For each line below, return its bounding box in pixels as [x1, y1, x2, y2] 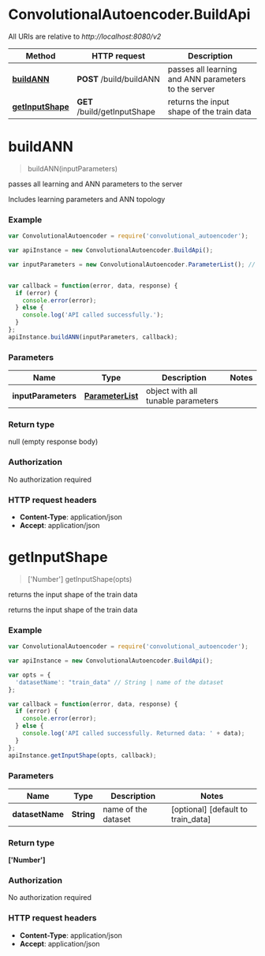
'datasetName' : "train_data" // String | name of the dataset [15, 678, 224, 686]
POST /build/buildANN [77, 73, 160, 84]
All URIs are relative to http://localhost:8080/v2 [8, 32, 162, 41]
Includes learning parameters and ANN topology [8, 194, 166, 204]
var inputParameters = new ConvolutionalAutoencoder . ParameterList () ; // [8, 261, 256, 268]
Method [25, 50, 56, 61]
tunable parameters [145, 396, 219, 407]
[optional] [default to [170, 804, 248, 815]
